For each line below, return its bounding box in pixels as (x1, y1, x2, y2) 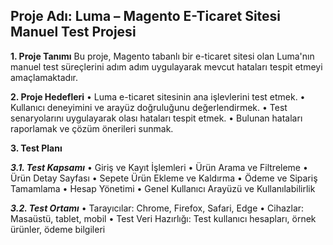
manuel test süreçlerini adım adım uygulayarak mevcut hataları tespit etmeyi (10, 60, 323, 73)
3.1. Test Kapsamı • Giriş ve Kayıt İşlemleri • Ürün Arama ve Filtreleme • (10, 161, 308, 173)
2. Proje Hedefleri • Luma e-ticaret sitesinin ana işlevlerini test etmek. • (10, 90, 306, 103)
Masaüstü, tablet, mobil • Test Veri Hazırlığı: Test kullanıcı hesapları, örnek (10, 212, 317, 224)
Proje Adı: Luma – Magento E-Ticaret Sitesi (10, 8, 282, 25)
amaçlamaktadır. (10, 71, 78, 83)
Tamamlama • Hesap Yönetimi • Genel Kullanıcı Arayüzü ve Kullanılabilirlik (10, 182, 316, 194)
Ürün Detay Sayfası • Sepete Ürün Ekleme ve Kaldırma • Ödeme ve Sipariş (10, 172, 318, 184)
